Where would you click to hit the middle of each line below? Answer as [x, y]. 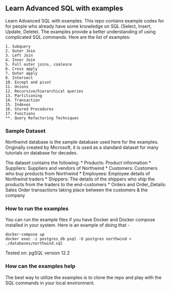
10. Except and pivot [28, 82]
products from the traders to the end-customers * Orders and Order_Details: [86, 185]
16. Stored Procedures [29, 109]
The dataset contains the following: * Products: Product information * [78, 163]
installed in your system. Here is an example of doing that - [68, 225]
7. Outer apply [22, 73]
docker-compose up [25, 235]
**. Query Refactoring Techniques [42, 118]
